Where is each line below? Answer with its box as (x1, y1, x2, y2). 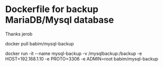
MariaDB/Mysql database (5, 14, 114, 26)
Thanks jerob (5, 31, 33, 37)
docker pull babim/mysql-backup (5, 40, 74, 46)
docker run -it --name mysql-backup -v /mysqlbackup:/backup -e (5, 50, 142, 56)
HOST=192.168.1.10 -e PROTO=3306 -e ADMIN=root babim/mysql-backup (5, 55, 158, 61)
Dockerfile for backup (5, 4, 99, 15)
